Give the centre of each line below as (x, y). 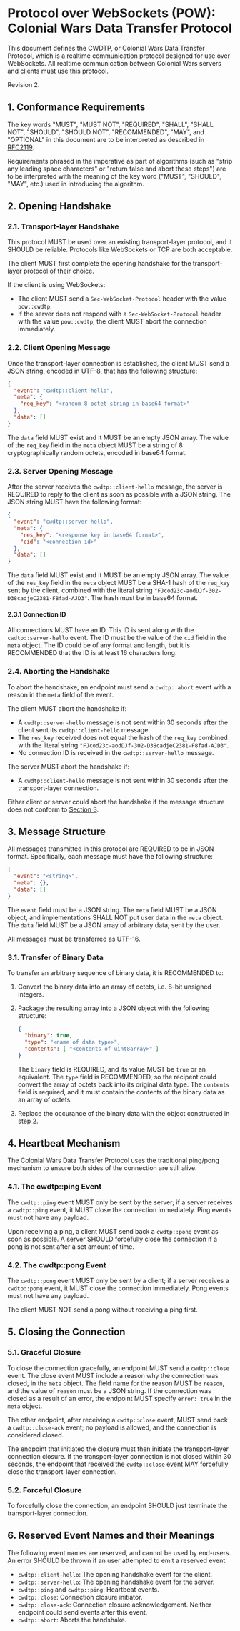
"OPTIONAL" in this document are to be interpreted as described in (106, 139)
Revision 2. (24, 84)
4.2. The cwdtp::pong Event (57, 1265)
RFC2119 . (21, 147)
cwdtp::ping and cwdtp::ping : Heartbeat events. (88, 1589)
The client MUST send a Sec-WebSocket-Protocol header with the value (122, 299)
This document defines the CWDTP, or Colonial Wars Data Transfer (106, 48)
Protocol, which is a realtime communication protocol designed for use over (119, 56)
